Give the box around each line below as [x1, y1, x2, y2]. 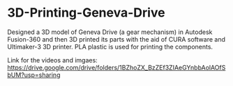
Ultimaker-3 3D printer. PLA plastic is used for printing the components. [7, 42, 213, 51]
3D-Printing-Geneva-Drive [7, 5, 165, 21]
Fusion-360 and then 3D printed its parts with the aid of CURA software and [7, 35, 225, 43]
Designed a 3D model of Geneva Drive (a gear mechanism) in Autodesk [7, 28, 213, 36]
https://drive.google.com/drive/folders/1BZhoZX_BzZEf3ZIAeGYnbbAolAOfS [7, 63, 226, 71]
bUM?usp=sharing [7, 71, 61, 79]
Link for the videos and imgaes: [7, 55, 98, 64]
